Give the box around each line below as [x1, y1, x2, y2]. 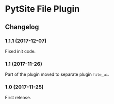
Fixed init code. [5, 48, 36, 54]
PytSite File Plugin [5, 3, 80, 15]
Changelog [5, 23, 39, 31]
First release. [5, 95, 32, 101]
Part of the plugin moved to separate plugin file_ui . [5, 71, 110, 77]
